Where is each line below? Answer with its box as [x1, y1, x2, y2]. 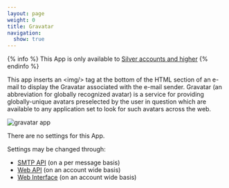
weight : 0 [7, 17, 36, 23]
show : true [13, 36, 45, 43]
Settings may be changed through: [7, 145, 106, 153]
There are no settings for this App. [7, 132, 105, 140]
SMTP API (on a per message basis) [17, 158, 120, 167]
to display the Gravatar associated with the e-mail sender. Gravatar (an [20, 83, 223, 91]
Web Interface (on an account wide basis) [17, 173, 137, 182]
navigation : [7, 29, 42, 37]
